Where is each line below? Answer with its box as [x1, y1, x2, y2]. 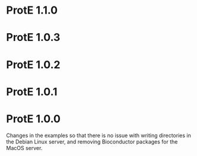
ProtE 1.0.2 [6, 58, 61, 71]
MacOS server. [6, 144, 43, 151]
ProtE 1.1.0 [6, 4, 58, 17]
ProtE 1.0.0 [6, 112, 61, 125]
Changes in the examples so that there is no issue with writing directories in [6, 132, 191, 139]
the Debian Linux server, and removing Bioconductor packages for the [6, 138, 178, 145]
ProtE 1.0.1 [6, 85, 58, 98]
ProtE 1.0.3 [6, 31, 61, 44]
